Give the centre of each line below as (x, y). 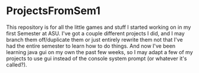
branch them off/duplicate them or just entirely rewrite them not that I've (94, 39)
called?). (17, 64)
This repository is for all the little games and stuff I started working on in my (99, 27)
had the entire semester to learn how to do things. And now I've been (91, 46)
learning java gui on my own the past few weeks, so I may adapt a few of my (99, 52)
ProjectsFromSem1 (53, 11)
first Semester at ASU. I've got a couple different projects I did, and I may (96, 33)
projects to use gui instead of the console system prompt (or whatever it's (97, 58)
